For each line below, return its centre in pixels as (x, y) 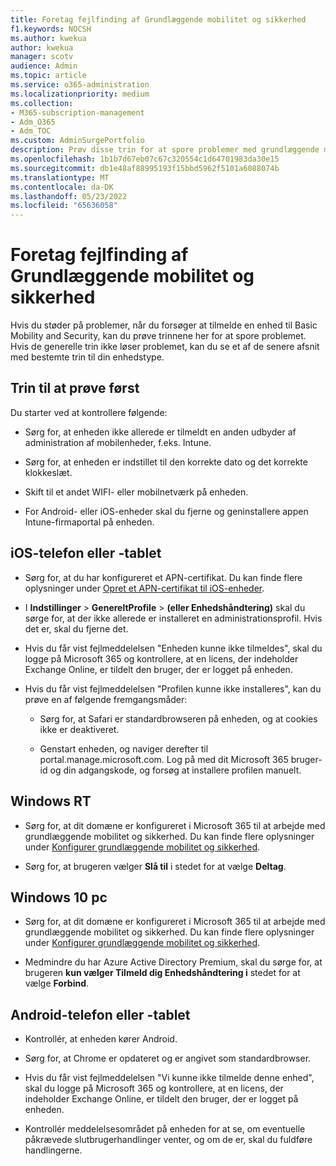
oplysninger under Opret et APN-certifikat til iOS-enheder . (144, 588)
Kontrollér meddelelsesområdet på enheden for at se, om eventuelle (165, 1129)
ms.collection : (42, 103)
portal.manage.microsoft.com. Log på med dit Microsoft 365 (164, 759)
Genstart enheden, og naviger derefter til (124, 748)
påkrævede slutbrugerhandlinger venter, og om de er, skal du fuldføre (168, 1140)
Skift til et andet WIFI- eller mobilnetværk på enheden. (136, 492)
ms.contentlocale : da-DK (62, 187)
